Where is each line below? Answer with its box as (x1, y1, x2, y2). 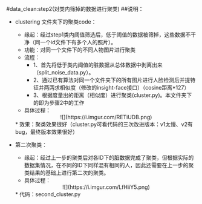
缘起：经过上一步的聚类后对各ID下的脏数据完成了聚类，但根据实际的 (24, 154, 194, 161)
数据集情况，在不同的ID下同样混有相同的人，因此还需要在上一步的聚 (24, 162, 194, 168)
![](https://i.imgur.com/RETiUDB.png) (60, 114, 152, 120)
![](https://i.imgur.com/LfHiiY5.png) (62, 183, 150, 191)
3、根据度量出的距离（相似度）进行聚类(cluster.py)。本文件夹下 (33, 91, 192, 99)
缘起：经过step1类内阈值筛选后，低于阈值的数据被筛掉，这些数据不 (24, 31, 191, 38)
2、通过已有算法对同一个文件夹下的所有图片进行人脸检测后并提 (33, 76, 191, 84)
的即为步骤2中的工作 (33, 99, 85, 106)
